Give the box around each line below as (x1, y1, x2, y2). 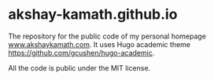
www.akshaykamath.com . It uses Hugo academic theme (8, 39, 191, 49)
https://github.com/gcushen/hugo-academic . (8, 48, 155, 57)
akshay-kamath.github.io (8, 5, 178, 24)
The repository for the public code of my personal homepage (8, 31, 207, 41)
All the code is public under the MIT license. (8, 63, 151, 72)
